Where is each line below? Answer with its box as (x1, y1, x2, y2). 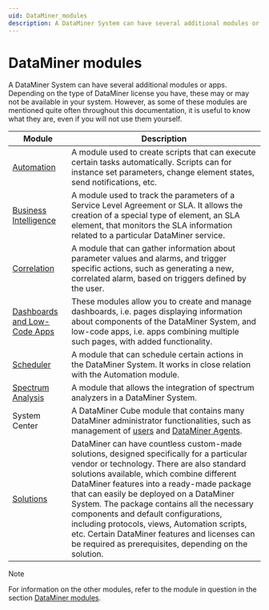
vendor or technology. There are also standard (70, 459, 247, 470)
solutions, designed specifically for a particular (70, 448, 247, 459)
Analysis (12, 392, 45, 403)
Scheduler (12, 359, 51, 370)
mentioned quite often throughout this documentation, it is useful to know (8, 106, 251, 115)
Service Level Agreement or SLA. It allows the (70, 200, 243, 211)
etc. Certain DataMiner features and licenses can (70, 528, 255, 539)
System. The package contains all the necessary (70, 499, 254, 510)
